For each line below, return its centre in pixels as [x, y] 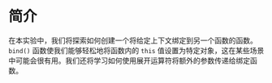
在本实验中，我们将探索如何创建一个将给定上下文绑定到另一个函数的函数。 [133, 40]
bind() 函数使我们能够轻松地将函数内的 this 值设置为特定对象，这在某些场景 [136, 50]
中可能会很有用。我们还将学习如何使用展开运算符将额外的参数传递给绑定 [129, 60]
